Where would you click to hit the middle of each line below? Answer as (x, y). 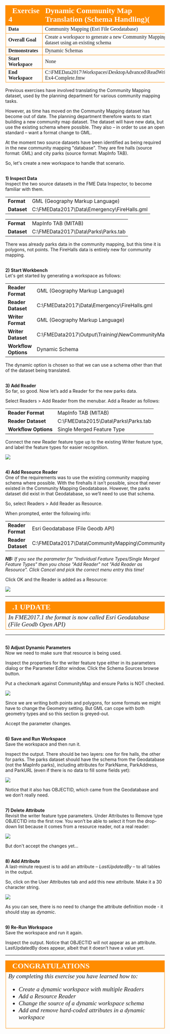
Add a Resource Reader (47, 996)
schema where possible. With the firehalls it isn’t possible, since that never (83, 483)
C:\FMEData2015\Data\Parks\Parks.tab (104, 421)
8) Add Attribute (23, 861)
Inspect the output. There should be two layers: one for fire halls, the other (83, 754)
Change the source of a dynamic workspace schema (81, 1003)
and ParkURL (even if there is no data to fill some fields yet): (68, 770)
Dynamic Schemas (64, 51)
